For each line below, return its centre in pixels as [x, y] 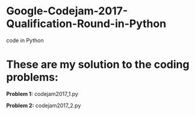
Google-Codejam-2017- [67, 11]
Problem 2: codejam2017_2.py [44, 105]
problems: [32, 78]
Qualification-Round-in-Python [86, 24]
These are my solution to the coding [98, 65]
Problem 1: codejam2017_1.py [42, 93]
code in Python [25, 40]
